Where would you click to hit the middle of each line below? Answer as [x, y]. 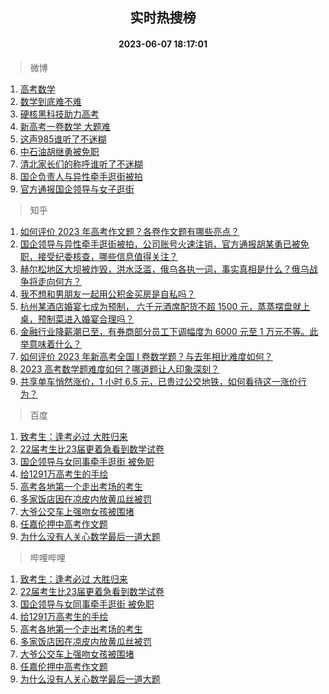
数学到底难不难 [50, 101]
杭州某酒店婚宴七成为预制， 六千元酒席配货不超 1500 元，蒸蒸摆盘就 [160, 306]
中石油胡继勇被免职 [59, 151]
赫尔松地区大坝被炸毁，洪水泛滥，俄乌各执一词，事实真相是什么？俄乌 [164, 269]
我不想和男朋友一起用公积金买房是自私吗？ [107, 294]
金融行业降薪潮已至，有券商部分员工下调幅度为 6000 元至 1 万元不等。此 [169, 331]
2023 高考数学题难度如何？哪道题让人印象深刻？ [119, 369]
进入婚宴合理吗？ [99, 319]
